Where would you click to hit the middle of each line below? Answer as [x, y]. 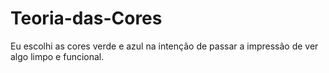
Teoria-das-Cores [86, 18]
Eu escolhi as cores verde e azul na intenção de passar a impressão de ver [164, 46]
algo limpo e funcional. [57, 56]
